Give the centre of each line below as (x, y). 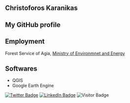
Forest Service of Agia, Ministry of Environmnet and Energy (65, 53)
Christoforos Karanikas (41, 8)
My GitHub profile (33, 25)
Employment (25, 41)
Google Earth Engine (33, 86)
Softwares (21, 68)
